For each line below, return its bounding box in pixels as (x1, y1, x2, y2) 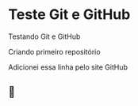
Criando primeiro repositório (8, 47, 101, 56)
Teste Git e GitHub (8, 6, 131, 24)
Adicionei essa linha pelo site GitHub (8, 62, 128, 72)
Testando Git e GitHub (8, 32, 81, 41)
